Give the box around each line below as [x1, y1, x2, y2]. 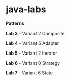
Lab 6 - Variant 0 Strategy [6, 60, 60, 66]
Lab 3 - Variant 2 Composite [6, 30, 65, 36]
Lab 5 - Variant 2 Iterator [6, 50, 57, 56]
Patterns [6, 20, 24, 26]
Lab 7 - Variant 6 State [6, 70, 53, 76]
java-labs [6, 4, 46, 15]
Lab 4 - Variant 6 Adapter [6, 40, 59, 46]
